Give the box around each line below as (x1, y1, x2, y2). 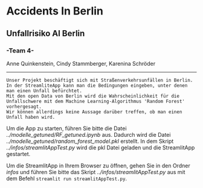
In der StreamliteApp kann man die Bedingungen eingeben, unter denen (6, 83, 188, 89)
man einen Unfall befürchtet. (6, 87, 83, 94)
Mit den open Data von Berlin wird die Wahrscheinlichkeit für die (6, 93, 180, 99)
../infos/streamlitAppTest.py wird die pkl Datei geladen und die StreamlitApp (6, 143, 195, 151)
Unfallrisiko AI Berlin (6, 28, 85, 39)
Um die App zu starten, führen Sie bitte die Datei (6, 125, 127, 132)
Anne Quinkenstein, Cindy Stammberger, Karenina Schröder (6, 60, 156, 67)
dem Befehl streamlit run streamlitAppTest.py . (6, 175, 127, 182)
